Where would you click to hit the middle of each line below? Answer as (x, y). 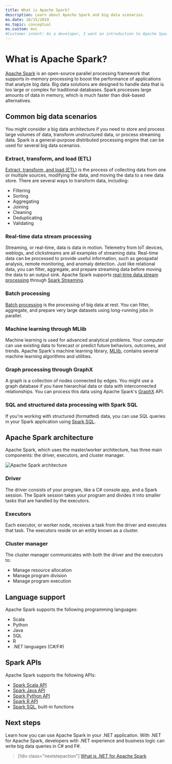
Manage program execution (42, 581)
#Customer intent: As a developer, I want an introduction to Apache (81, 34)
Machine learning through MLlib (46, 329)
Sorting (20, 196)
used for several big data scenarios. (43, 145)
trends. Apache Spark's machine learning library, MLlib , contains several (82, 351)
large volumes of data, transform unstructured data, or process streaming (83, 134)
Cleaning (22, 213)
